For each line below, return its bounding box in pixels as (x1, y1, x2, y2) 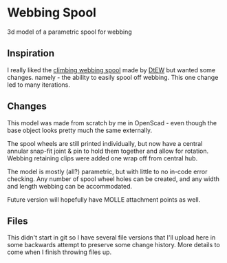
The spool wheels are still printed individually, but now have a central (7, 139, 203, 147)
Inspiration (7, 48, 55, 59)
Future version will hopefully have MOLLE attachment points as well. (7, 195, 201, 204)
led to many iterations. (7, 81, 71, 89)
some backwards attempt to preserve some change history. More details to (7, 241, 220, 249)
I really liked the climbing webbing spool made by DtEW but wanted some (7, 65, 215, 74)
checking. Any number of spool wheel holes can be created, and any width (7, 174, 220, 183)
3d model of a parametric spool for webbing (7, 28, 132, 36)
